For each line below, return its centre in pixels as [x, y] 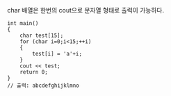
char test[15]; [42, 35]
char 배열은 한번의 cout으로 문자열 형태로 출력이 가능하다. [86, 10]
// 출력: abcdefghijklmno [43, 86]
